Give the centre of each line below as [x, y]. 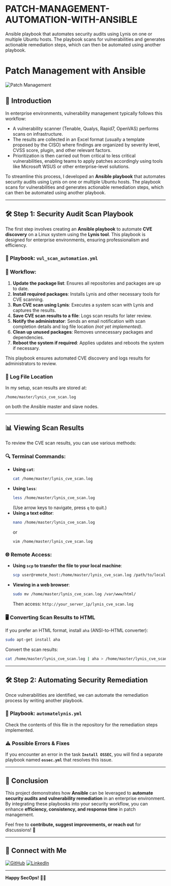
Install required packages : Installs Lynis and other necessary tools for [86, 294]
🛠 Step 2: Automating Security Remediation [77, 680]
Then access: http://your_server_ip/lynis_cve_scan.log [73, 604]
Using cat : [24, 469]
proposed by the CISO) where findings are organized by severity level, [86, 145]
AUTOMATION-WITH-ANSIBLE [72, 20]
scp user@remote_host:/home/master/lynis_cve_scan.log [72, 575]
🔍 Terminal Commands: [36, 456]
